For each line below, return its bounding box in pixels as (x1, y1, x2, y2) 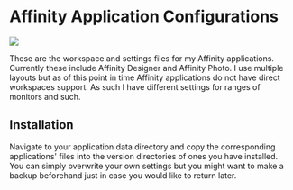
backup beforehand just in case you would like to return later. (9, 169, 237, 181)
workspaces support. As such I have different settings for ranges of (9, 81, 261, 92)
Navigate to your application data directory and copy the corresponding (9, 141, 276, 152)
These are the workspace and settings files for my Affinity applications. (9, 52, 275, 64)
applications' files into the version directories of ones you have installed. (9, 150, 279, 161)
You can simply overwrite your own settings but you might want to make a (9, 160, 284, 171)
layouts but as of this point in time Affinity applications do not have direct (9, 72, 281, 83)
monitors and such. (9, 91, 81, 102)
